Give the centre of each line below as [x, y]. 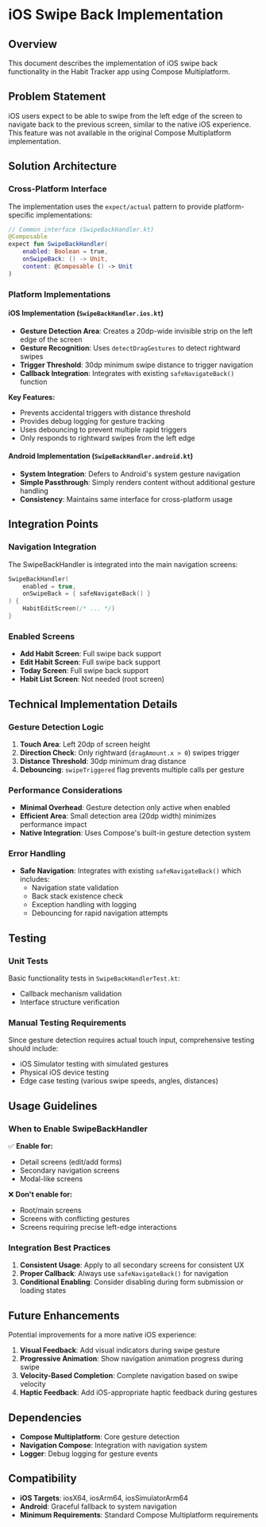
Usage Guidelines [53, 1106]
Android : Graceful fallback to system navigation [98, 1506]
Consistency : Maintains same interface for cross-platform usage [126, 499]
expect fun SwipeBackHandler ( [58, 245]
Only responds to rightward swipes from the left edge [108, 438]
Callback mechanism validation [71, 994]
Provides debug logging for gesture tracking [92, 421]
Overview [33, 44]
